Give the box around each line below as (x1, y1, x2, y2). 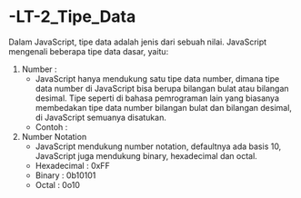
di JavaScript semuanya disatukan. (35, 112, 167, 123)
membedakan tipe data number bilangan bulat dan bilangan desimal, (35, 102, 293, 113)
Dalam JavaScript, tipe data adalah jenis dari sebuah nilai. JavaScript (8, 36, 267, 47)
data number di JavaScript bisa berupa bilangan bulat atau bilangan (35, 83, 289, 94)
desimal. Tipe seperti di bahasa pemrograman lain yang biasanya (35, 93, 279, 104)
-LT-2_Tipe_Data (8, 6, 136, 27)
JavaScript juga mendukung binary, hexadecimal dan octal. (35, 150, 258, 161)
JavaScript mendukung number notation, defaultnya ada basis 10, (35, 141, 282, 152)
